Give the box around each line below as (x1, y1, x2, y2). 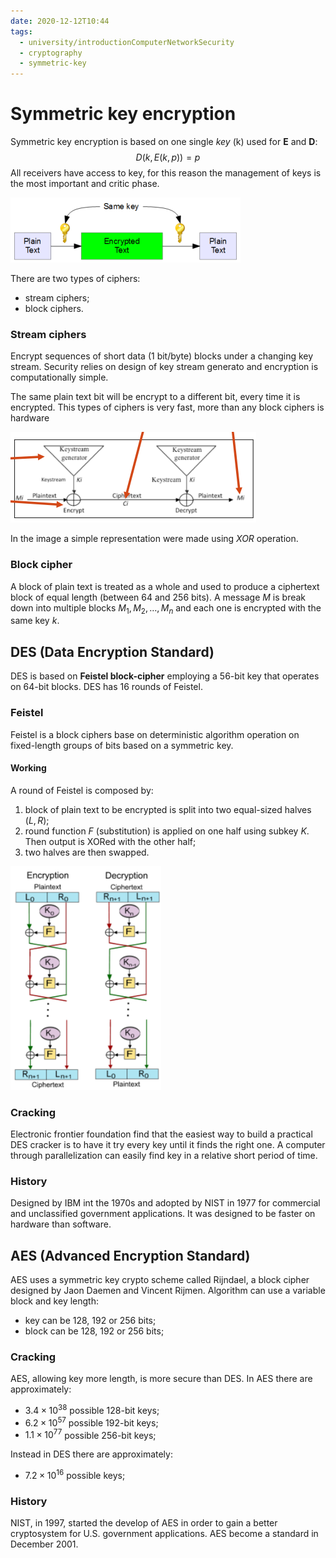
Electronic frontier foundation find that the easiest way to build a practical (10, 1128, 313, 1140)
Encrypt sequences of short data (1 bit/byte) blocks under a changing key (10, 350, 314, 362)
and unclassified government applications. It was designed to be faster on (10, 1208, 316, 1220)
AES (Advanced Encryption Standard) (10, 1247, 251, 1264)
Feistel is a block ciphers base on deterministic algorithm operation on (10, 728, 300, 740)
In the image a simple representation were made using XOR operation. (10, 533, 299, 545)
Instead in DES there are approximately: (10, 1448, 173, 1460)
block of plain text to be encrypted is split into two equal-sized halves (24, 803, 312, 815)
